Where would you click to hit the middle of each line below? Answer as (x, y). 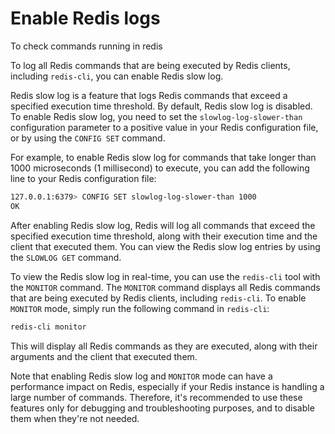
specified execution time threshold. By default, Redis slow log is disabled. (161, 106)
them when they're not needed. (75, 418)
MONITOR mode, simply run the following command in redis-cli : (140, 308)
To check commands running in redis (86, 46)
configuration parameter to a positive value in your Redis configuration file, (164, 127)
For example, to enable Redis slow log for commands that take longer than (163, 157)
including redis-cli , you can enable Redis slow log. (117, 76)
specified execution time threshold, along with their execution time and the (164, 236)
